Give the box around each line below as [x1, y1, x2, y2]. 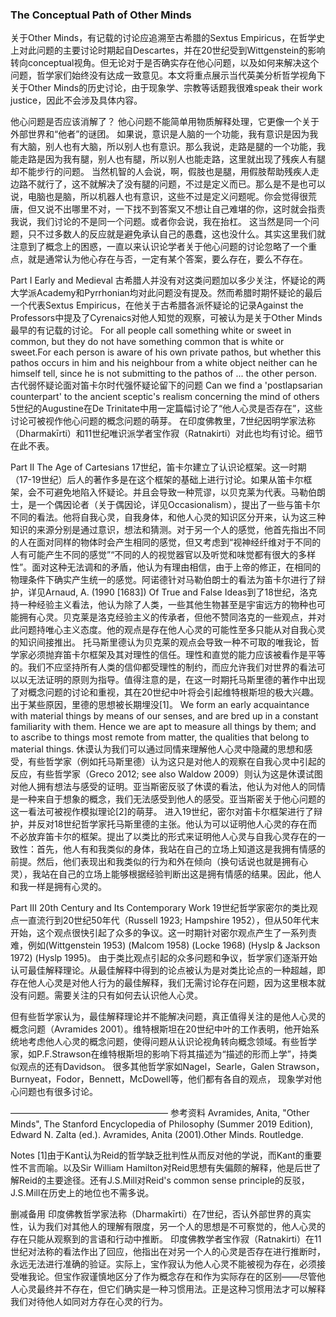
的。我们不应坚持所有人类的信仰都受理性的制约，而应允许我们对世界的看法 [10, 661, 317, 673]
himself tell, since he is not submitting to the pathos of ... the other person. [10, 368, 318, 380]
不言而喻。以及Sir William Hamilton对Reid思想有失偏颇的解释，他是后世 [18, 1162, 313, 1174]
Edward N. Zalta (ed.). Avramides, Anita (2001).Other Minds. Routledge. [10, 1129, 304, 1141]
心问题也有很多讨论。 [10, 1086, 98, 1098]
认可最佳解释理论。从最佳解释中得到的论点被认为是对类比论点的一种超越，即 [10, 964, 326, 977]
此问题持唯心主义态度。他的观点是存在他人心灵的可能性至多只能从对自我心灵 [10, 624, 326, 636]
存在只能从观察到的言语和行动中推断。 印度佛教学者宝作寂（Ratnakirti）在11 [10, 1233, 322, 1245]
